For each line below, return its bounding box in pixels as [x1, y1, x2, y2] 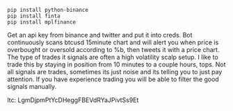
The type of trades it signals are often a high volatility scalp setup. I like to [7, 53, 219, 61]
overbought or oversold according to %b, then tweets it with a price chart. [7, 46, 220, 53]
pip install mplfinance [7, 19, 77, 26]
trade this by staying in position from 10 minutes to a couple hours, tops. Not [7, 60, 226, 69]
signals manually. [7, 83, 57, 90]
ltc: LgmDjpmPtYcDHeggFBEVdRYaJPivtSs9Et [7, 96, 139, 104]
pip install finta [7, 12, 61, 19]
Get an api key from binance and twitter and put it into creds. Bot [7, 31, 193, 39]
